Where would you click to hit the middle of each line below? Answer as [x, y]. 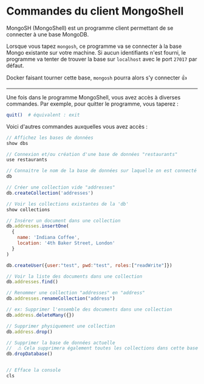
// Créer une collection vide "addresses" [61, 187]
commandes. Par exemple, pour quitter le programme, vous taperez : [93, 104]
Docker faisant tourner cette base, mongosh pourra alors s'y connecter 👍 [97, 78]
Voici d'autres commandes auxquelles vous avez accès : [77, 126]
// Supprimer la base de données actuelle [61, 343]
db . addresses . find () [32, 282]
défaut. [15, 66]
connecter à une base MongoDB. [48, 34]
